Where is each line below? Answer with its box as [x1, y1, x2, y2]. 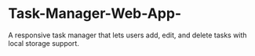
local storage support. [8, 38, 80, 47]
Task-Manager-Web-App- [8, 5, 182, 23]
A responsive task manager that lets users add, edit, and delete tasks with [8, 30, 247, 40]
